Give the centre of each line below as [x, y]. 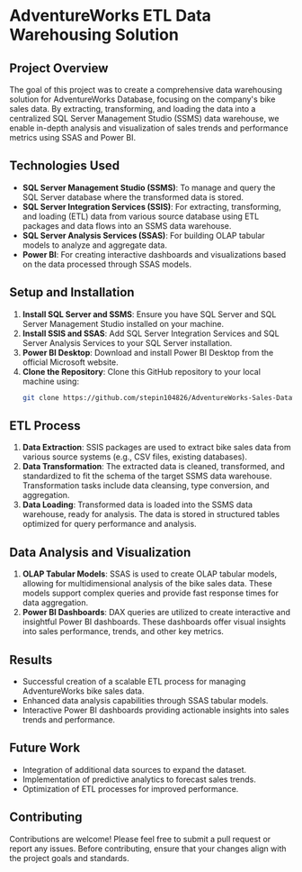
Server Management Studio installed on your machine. [123, 323]
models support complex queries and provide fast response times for [150, 593]
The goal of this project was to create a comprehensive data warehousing [146, 90]
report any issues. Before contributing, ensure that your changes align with [148, 849]
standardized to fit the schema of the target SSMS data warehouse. [147, 476]
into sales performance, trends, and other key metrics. [123, 631]
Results [31, 660]
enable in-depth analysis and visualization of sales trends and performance [149, 128]
